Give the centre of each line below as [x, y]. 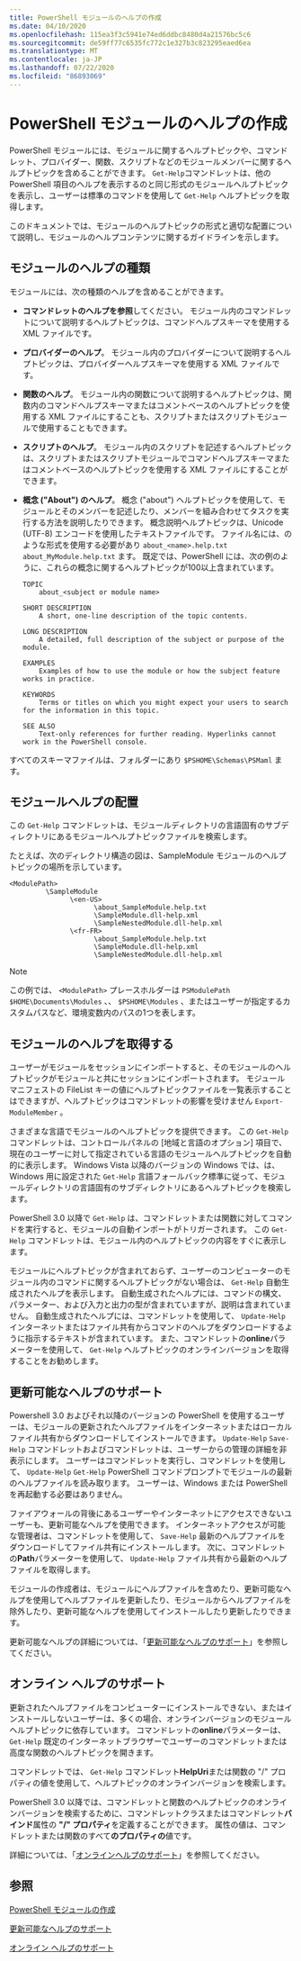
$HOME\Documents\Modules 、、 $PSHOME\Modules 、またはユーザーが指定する [146, 1001]
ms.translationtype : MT [54, 51]
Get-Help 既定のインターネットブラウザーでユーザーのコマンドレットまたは [148, 1741]
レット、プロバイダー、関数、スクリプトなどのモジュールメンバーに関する [147, 161]
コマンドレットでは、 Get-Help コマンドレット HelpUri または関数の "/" [139, 1771]
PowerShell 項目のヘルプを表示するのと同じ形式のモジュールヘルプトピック [149, 184]
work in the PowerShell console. [85, 742]
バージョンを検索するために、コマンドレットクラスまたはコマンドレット [150, 1813]
